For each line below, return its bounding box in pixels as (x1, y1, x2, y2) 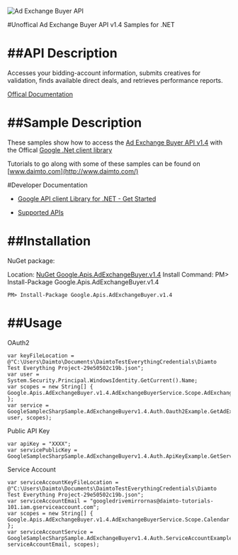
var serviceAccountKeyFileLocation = (7, 478, 119, 486)
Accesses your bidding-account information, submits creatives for (7, 68, 201, 77)
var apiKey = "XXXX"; (7, 440, 72, 447)
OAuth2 (7, 338, 30, 347)
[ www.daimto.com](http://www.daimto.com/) (7, 167, 139, 175)
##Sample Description (7, 115, 142, 131)
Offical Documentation (7, 89, 73, 99)
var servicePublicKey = (7, 447, 78, 454)
